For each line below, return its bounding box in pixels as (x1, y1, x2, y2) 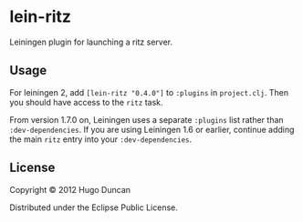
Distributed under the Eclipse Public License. (9, 202, 178, 213)
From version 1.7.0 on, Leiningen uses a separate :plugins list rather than (9, 114, 285, 125)
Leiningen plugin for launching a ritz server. (9, 36, 173, 47)
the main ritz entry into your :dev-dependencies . (9, 134, 193, 145)
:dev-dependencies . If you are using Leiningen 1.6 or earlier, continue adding (9, 124, 295, 135)
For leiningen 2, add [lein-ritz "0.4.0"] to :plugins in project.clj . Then (9, 86, 289, 97)
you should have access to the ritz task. (9, 96, 163, 107)
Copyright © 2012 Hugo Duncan (9, 184, 131, 195)
